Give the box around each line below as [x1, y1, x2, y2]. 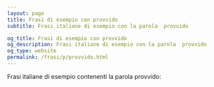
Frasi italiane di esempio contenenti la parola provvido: [7, 72, 161, 80]
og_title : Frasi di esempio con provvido [7, 35, 128, 41]
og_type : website [7, 48, 57, 54]
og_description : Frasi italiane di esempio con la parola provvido [7, 41, 207, 48]
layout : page [7, 10, 45, 17]
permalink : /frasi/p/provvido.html [7, 54, 109, 61]
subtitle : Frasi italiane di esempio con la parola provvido [7, 22, 189, 29]
